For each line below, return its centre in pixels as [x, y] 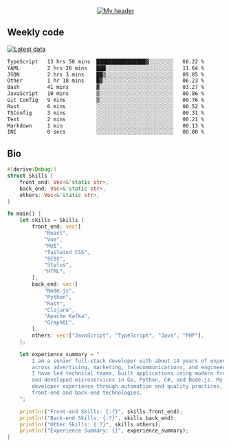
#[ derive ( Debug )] [32, 169]
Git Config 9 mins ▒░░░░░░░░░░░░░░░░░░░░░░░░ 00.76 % [106, 100]
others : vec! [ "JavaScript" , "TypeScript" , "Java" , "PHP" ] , [118, 335]
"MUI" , [53, 246]
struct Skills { [30, 176]
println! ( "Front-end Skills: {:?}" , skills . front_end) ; [101, 412]
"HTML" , [55, 271]
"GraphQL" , [59, 323]
